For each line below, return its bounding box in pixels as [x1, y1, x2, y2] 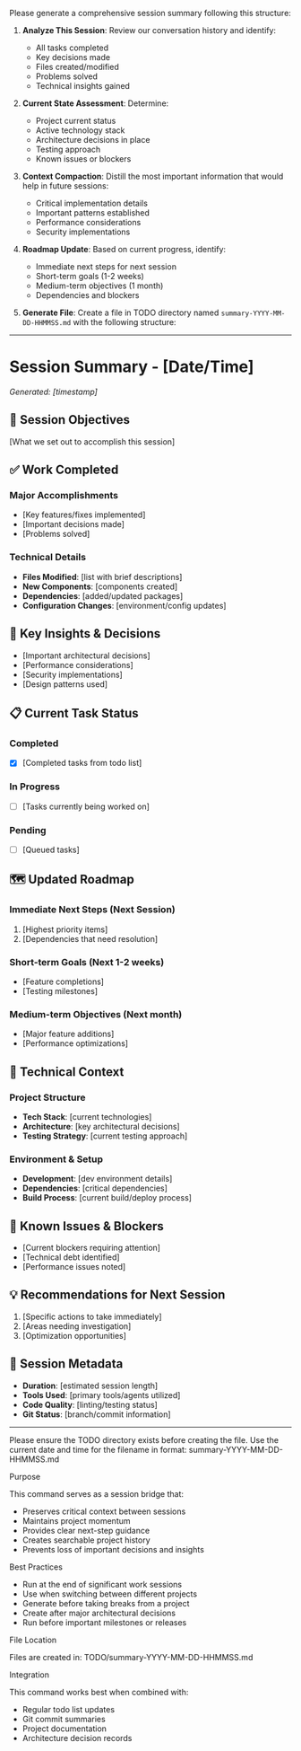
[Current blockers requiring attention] [21, 1243, 161, 1254]
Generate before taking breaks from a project [21, 1597, 190, 1608]
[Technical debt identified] [21, 1252, 120, 1263]
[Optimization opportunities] [21, 1330, 127, 1341]
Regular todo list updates [21, 1703, 115, 1714]
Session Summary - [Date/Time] [9, 356, 254, 377]
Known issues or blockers [35, 154, 132, 164]
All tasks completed [35, 42, 109, 53]
